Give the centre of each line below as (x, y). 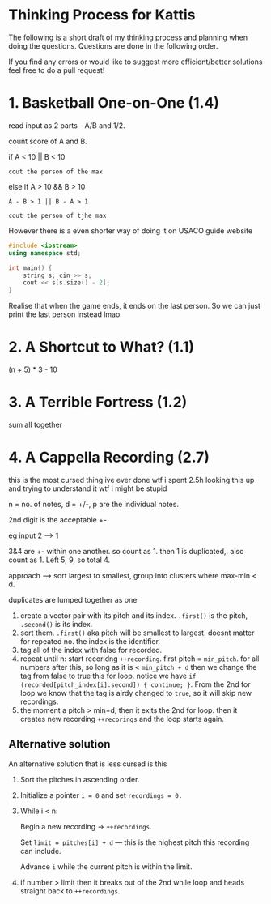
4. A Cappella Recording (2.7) (109, 457)
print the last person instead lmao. (66, 314)
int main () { (30, 268)
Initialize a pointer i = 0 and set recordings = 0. (101, 795)
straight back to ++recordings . (70, 891)
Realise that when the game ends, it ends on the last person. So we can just (135, 306)
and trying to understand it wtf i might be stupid (88, 488)
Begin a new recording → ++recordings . (86, 826)
